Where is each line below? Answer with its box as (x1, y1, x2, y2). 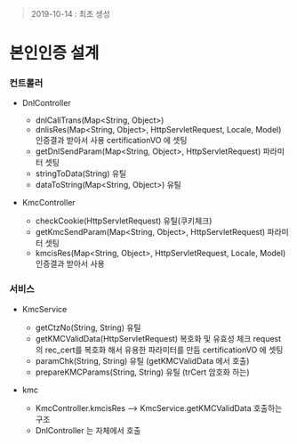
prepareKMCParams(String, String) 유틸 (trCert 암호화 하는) (35, 367, 251, 377)
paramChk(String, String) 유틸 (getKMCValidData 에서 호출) (35, 355, 250, 366)
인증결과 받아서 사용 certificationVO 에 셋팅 (35, 135, 188, 146)
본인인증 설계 (9, 44, 100, 63)
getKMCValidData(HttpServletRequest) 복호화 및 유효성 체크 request (35, 333, 282, 343)
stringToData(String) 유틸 (35, 168, 127, 179)
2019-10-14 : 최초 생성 (30, 9, 111, 19)
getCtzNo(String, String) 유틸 (35, 322, 141, 333)
